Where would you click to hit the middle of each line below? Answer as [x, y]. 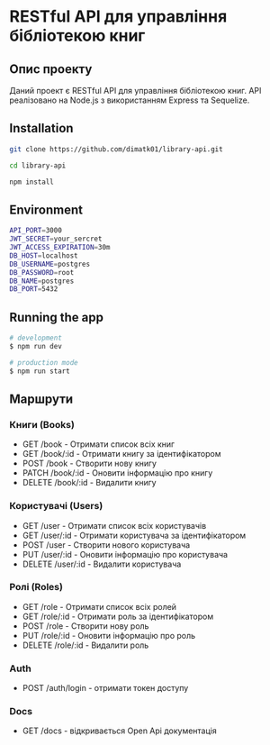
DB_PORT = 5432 [34, 289]
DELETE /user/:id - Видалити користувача [102, 564]
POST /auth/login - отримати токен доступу [105, 688]
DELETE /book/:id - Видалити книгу [89, 483]
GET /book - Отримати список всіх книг [99, 444]
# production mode [44, 362]
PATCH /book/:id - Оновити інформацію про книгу [117, 473]
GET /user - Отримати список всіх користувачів [114, 525]
